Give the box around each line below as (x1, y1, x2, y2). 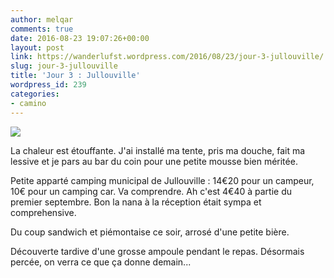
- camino (10, 98, 47, 108)
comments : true (10, 24, 74, 34)
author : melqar (10, 14, 74, 25)
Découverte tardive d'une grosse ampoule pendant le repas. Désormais (10, 245, 305, 257)
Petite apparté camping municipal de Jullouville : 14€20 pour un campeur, (10, 174, 315, 186)
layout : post (10, 42, 65, 53)
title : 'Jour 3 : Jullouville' (10, 71, 141, 81)
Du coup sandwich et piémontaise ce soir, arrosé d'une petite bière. (10, 226, 290, 238)
